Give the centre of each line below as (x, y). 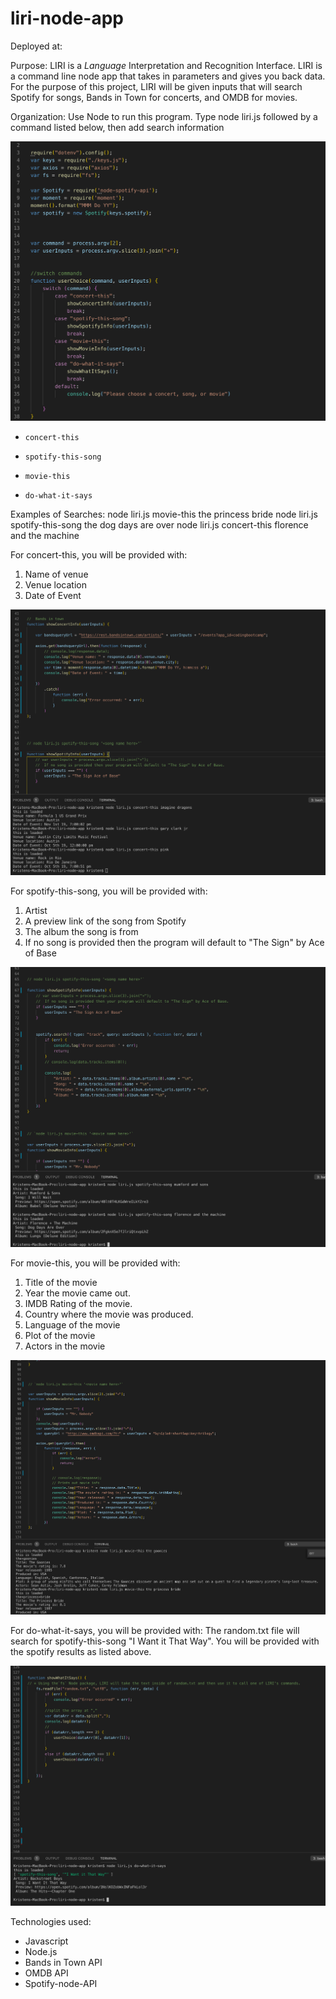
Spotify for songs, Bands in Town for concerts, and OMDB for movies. (154, 97)
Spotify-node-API (61, 1983)
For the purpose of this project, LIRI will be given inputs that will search (156, 86)
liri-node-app (67, 18)
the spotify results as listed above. (81, 1651)
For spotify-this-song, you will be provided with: (109, 891)
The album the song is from (81, 932)
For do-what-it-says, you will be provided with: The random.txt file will (155, 1630)
